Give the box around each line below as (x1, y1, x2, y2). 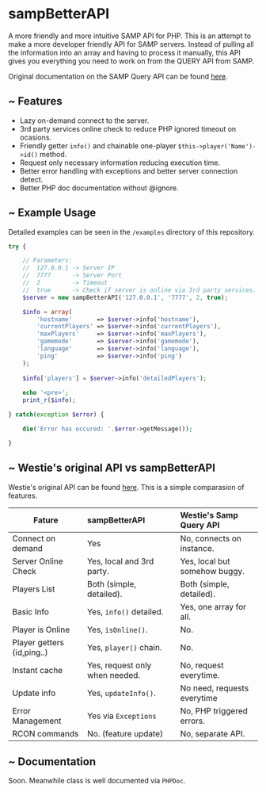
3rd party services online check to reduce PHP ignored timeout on (19, 124, 237, 133)
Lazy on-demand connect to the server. (19, 116, 150, 125)
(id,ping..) (12, 647, 48, 658)
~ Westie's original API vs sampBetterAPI (8, 461, 216, 475)
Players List (12, 583, 55, 595)
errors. (180, 715, 206, 726)
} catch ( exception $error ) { (8, 411, 104, 419)
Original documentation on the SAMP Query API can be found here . (8, 71, 228, 81)
